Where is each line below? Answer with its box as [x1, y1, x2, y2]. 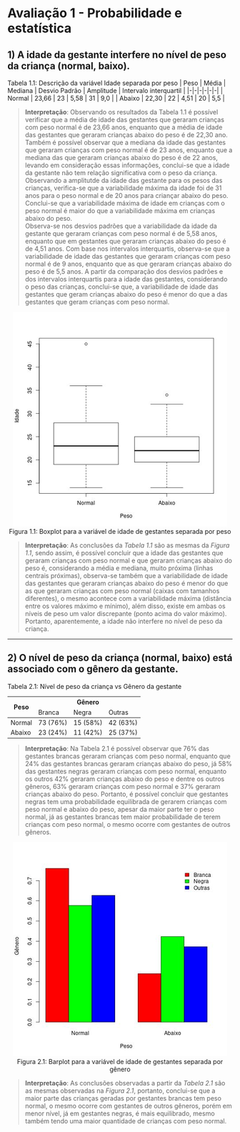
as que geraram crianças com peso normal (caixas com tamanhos [24, 587, 220, 595]
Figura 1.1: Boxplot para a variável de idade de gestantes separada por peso [9, 527, 231, 535]
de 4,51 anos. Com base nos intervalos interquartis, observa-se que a [24, 244, 230, 253]
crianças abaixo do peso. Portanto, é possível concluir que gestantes [24, 790, 229, 798]
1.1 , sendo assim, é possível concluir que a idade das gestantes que [24, 549, 224, 557]
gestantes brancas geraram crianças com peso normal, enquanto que [24, 752, 231, 760]
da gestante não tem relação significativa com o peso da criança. [24, 169, 218, 177]
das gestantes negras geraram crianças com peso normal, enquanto [24, 767, 227, 775]
